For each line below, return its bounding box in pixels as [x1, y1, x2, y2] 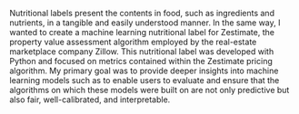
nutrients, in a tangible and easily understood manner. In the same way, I [9, 17, 281, 28]
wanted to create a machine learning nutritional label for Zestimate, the [9, 27, 275, 37]
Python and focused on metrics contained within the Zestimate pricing [9, 56, 273, 66]
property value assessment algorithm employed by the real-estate [9, 36, 257, 47]
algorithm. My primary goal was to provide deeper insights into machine [9, 65, 279, 76]
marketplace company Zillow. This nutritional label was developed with [9, 46, 274, 57]
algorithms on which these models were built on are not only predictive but [9, 85, 290, 95]
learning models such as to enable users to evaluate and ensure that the [9, 75, 280, 85]
